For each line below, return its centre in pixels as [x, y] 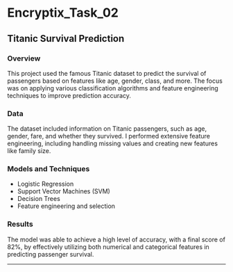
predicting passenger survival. [51, 254]
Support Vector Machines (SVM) [64, 191]
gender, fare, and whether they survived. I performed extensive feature [109, 136]
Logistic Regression [45, 184]
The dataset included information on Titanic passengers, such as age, [107, 129]
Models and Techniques [49, 169]
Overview [24, 58]
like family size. [29, 151]
